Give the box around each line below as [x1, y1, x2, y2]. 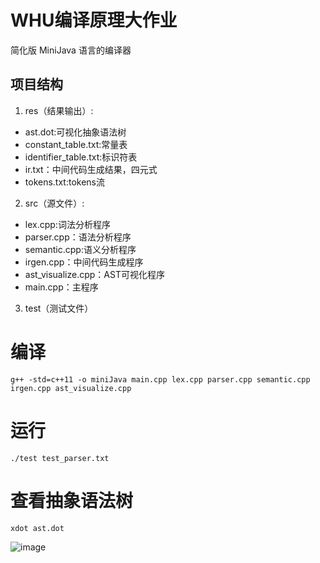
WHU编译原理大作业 [10, 9, 178, 32]
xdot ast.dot [10, 523, 65, 533]
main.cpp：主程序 [24, 281, 99, 293]
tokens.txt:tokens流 [24, 176, 105, 188]
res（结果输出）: [24, 104, 94, 116]
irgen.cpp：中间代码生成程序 [24, 256, 144, 268]
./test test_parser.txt [10, 453, 110, 463]
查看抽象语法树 [10, 489, 134, 512]
